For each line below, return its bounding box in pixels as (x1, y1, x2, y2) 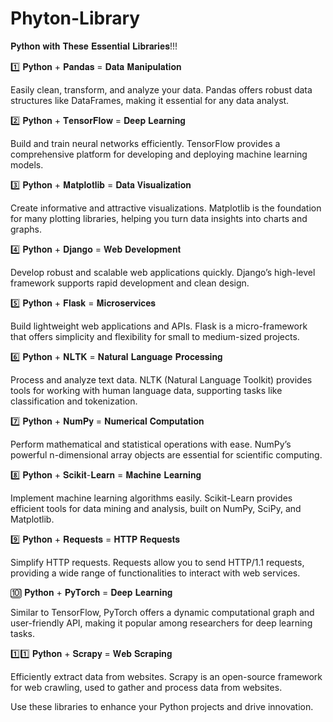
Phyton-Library (10, 7, 141, 30)
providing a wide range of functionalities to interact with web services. (10, 567, 301, 579)
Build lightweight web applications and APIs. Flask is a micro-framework (10, 320, 308, 332)
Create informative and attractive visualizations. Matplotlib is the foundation (10, 202, 322, 214)
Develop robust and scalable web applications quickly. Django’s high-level (10, 266, 316, 278)
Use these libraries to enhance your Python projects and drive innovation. (10, 700, 314, 712)
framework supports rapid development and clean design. (10, 277, 250, 289)
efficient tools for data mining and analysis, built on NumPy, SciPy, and (10, 502, 302, 514)
